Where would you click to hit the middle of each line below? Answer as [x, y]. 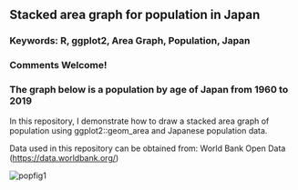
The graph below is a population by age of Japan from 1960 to [149, 90]
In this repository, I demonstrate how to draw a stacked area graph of [139, 121]
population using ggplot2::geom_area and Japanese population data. [139, 130]
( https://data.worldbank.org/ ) [64, 157]
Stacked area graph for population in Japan [135, 15]
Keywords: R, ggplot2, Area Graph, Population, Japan [130, 41]
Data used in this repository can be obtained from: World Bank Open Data [148, 148]
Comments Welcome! [58, 65]
